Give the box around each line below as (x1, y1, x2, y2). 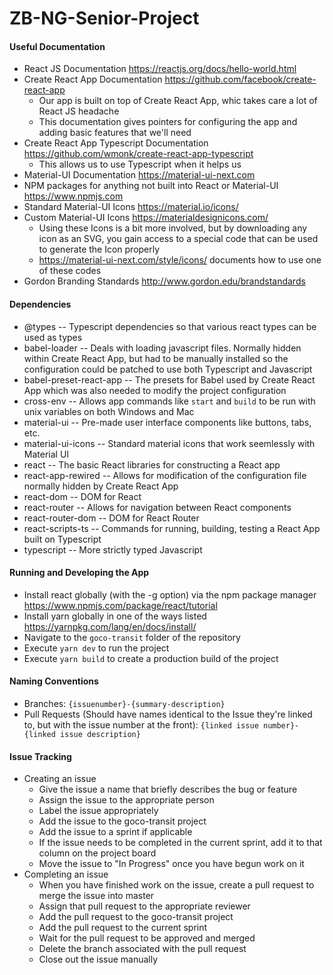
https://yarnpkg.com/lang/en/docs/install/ (23, 620, 197, 632)
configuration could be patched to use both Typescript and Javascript (23, 363, 313, 375)
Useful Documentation (9, 40, 106, 52)
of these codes (38, 265, 102, 277)
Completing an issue (23, 868, 109, 881)
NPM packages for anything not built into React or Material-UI (23, 180, 279, 192)
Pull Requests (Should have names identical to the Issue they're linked (23, 708, 313, 720)
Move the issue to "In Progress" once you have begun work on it (38, 858, 305, 870)
